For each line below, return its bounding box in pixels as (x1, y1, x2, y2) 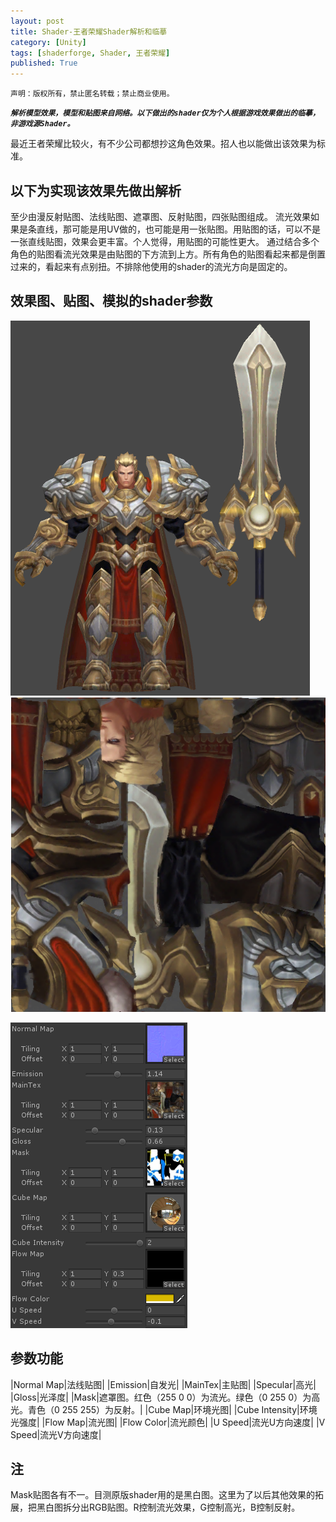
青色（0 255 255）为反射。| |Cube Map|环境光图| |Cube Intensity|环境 (27, 1403, 318, 1415)
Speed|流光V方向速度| (10, 1428, 102, 1440)
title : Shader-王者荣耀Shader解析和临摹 (10, 26, 168, 37)
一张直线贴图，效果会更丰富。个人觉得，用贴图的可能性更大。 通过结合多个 (10, 235, 320, 247)
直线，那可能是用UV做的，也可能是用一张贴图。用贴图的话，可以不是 (36, 223, 322, 235)
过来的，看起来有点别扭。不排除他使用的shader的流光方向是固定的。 (10, 260, 293, 272)
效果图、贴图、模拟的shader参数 (10, 293, 213, 310)
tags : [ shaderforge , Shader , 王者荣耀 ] (10, 48, 171, 58)
